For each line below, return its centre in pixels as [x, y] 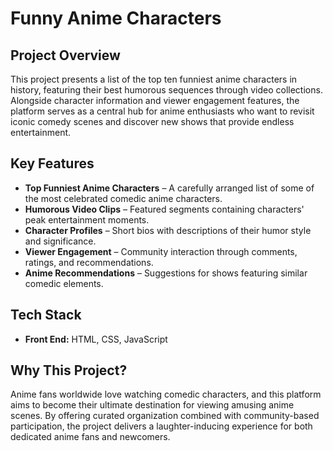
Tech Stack [46, 315]
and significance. [60, 241]
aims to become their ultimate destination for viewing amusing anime [152, 405]
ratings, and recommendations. [89, 262]
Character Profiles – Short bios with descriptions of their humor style [168, 230]
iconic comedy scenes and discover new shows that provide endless [152, 121]
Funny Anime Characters [116, 18]
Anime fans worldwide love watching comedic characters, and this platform [166, 394]
